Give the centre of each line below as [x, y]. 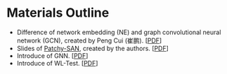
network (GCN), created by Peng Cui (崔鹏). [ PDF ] [89, 40]
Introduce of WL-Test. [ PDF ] [57, 63]
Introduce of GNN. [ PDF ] [52, 55]
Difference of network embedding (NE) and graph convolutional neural [119, 32]
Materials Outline [58, 13]
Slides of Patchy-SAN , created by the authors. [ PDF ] [93, 48]
